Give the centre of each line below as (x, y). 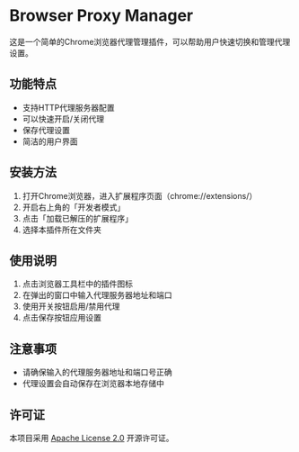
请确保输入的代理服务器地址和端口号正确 (97, 372)
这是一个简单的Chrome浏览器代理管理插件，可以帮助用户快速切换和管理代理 (150, 41)
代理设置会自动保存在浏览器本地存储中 (93, 384)
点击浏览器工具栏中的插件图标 (77, 284)
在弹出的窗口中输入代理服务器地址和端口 (97, 295)
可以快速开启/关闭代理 (63, 119)
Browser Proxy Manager (101, 16)
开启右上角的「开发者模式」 (74, 207)
